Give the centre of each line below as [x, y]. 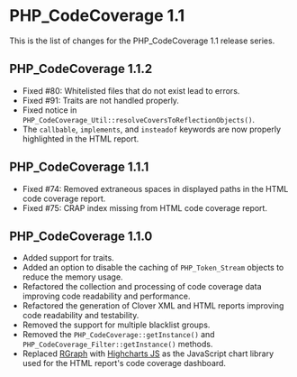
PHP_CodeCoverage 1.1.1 [79, 167]
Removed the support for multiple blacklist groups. [116, 325]
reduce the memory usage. [72, 277]
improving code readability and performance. [106, 296]
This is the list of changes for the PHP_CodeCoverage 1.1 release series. [142, 41]
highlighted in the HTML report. [81, 138]
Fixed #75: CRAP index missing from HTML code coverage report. [145, 207]
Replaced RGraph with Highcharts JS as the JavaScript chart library [148, 354]
